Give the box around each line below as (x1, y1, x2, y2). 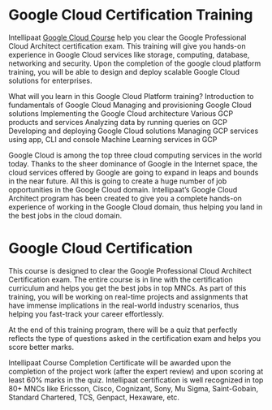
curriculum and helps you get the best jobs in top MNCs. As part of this (8, 283, 247, 293)
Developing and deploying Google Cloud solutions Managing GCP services (8, 126, 259, 136)
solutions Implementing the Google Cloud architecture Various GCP (8, 108, 234, 119)
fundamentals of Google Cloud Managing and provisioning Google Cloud (8, 100, 252, 110)
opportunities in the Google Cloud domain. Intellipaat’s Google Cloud (8, 184, 238, 194)
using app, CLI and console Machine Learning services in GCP (8, 134, 218, 144)
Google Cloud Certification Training (8, 6, 253, 24)
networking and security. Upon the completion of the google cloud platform (8, 58, 261, 68)
